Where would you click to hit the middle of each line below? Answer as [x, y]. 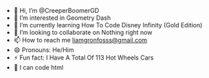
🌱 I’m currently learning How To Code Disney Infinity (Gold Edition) [108, 25]
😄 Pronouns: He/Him [44, 50]
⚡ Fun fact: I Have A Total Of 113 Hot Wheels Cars [84, 57]
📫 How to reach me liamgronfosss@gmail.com [80, 40]
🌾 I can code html [38, 67]
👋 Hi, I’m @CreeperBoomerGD [56, 11]
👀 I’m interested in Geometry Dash [62, 18]
